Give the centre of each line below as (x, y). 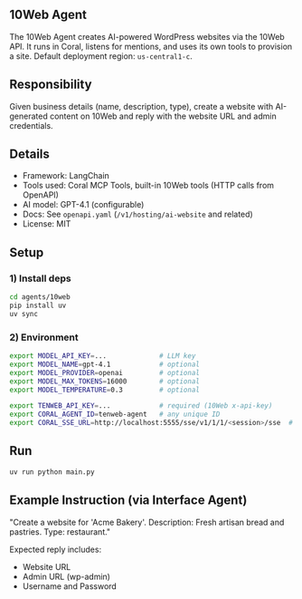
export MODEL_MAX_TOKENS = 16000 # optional (105, 381)
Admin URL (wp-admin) (66, 576)
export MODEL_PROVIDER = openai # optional (105, 372)
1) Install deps (40, 278)
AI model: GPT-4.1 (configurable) (83, 205)
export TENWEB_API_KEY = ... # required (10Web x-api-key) (141, 406)
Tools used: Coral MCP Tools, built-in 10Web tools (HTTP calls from (148, 186)
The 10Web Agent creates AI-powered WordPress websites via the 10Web (147, 36)
